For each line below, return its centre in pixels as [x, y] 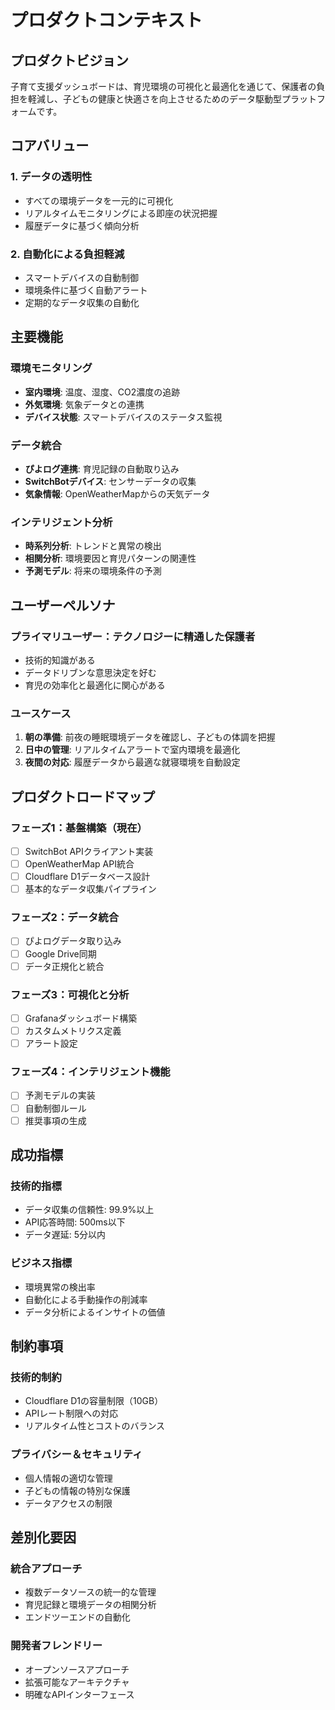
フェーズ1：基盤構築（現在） [79, 828]
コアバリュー [50, 146]
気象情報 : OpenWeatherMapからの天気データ [117, 493]
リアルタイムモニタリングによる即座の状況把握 [121, 213]
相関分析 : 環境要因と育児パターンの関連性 [110, 558]
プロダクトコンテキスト [106, 20]
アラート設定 [51, 1043]
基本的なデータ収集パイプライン [90, 889]
